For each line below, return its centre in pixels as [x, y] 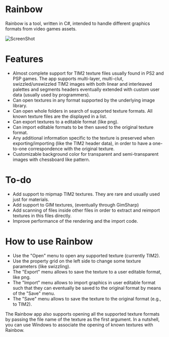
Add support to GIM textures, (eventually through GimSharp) [76, 205]
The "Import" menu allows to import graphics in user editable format [84, 282]
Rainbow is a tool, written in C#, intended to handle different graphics [78, 23]
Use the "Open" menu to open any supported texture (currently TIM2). [86, 255]
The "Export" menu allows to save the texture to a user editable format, [87, 272]
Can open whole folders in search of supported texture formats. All [82, 111]
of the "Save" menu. [34, 293]
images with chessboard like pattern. [51, 159]
